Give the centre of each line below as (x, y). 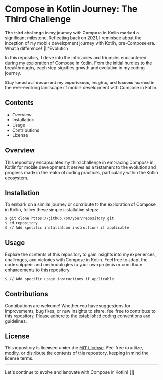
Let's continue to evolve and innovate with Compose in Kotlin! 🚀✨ (70, 372)
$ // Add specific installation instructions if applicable (67, 228)
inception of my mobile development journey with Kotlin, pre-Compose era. (80, 43)
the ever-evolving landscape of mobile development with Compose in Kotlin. (81, 87)
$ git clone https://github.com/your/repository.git (59, 219)
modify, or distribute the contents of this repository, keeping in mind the (77, 353)
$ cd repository (21, 223)
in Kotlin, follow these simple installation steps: (52, 210)
